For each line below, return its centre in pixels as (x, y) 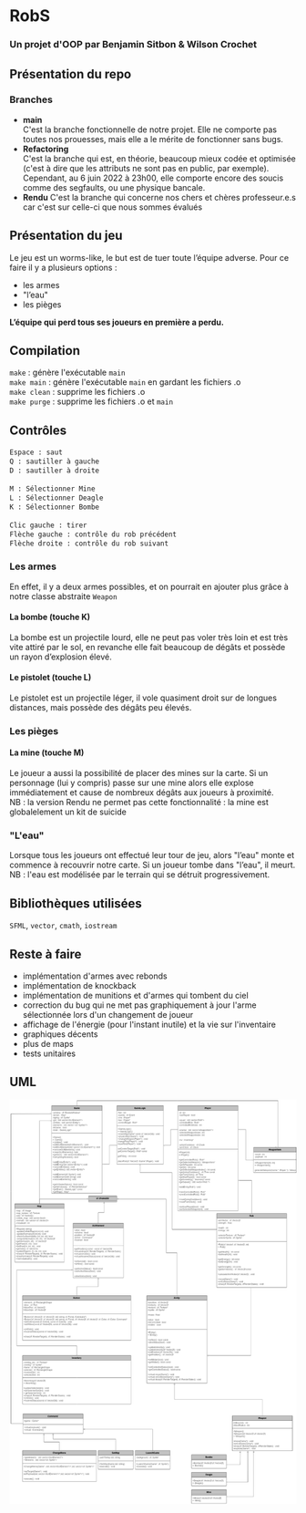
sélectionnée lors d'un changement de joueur (108, 1014)
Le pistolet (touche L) (51, 678)
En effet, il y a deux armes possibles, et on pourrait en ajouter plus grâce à (149, 586)
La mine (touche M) (47, 752)
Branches (31, 99)
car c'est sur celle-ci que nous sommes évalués (112, 207)
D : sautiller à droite (55, 471)
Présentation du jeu (66, 236)
